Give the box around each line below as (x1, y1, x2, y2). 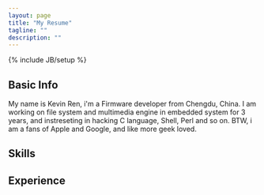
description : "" (8, 33, 62, 42)
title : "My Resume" (8, 19, 73, 27)
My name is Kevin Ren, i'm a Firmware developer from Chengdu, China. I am (8, 99, 257, 109)
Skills (8, 147, 36, 160)
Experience (8, 174, 66, 187)
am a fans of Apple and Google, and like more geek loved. (8, 124, 198, 134)
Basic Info (8, 78, 58, 92)
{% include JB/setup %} (8, 55, 87, 65)
